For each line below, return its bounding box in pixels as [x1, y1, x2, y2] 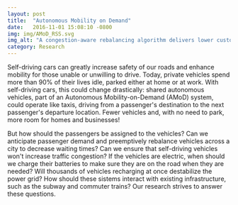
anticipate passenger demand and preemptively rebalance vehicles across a [7, 137, 230, 145]
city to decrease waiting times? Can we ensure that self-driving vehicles [7, 145, 218, 153]
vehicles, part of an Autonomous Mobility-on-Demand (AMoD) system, [7, 93, 214, 101]
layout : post [7, 10, 46, 18]
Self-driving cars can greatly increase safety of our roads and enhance [7, 63, 215, 71]
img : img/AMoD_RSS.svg [7, 30, 74, 38]
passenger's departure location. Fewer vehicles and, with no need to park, [7, 108, 225, 116]
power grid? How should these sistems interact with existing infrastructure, [7, 174, 227, 183]
